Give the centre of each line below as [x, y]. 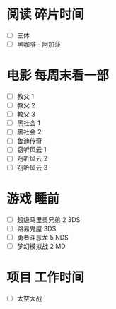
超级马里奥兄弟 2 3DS [48, 219]
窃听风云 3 [32, 168]
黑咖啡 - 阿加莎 [39, 44]
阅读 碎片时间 [45, 14]
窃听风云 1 [31, 150]
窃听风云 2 [32, 158]
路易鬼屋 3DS [36, 228]
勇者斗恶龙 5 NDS [42, 237]
